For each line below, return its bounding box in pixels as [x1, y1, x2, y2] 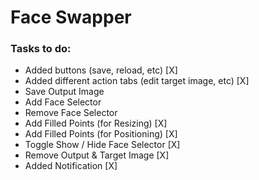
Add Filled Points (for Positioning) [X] [24, 128, 178, 140]
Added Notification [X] [24, 160, 118, 172]
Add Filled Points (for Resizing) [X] [24, 117, 168, 130]
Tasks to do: [10, 42, 72, 56]
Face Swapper [10, 6, 132, 29]
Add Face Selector [24, 96, 102, 108]
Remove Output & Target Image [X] [24, 149, 170, 161]
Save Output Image [24, 86, 105, 98]
